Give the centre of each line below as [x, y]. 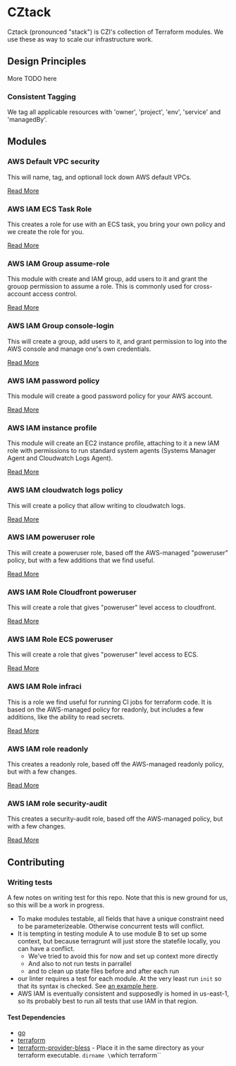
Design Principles [47, 62]
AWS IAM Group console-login [61, 326]
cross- [203, 287]
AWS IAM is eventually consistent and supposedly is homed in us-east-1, [123, 993]
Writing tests [30, 882]
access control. [55, 294]
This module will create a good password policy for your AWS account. [110, 396]
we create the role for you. [46, 232]
